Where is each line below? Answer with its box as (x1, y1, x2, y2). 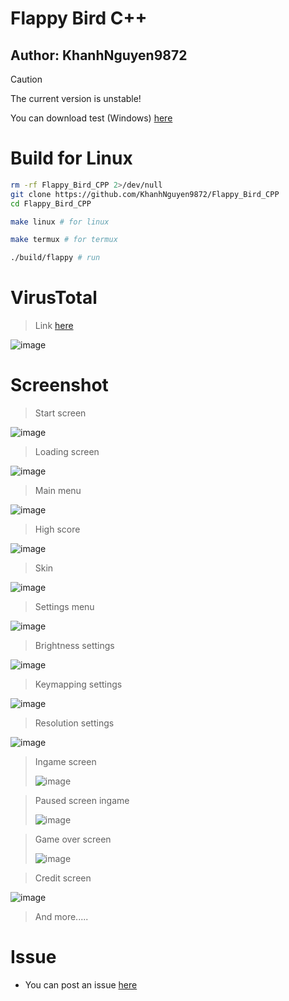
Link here (34, 320, 74, 332)
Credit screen (34, 872, 92, 884)
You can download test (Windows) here (10, 112, 173, 124)
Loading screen (34, 446, 100, 458)
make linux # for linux (10, 217, 110, 227)
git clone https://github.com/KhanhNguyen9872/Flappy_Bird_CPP (10, 189, 280, 199)
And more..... (34, 911, 89, 923)
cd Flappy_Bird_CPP (10, 198, 92, 209)
